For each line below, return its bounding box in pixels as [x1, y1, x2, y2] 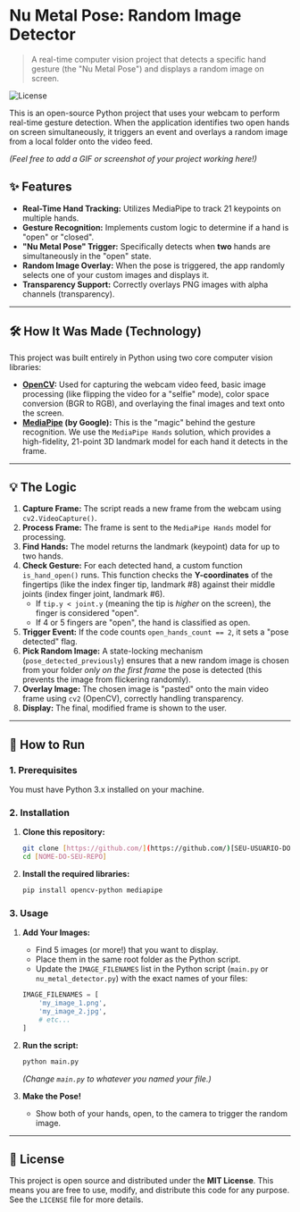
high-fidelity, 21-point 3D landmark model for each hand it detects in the [21, 435, 288, 447]
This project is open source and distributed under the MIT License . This [9, 1175, 274, 1186]
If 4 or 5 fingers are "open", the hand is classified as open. [35, 618, 251, 628]
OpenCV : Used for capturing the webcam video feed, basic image [21, 379, 266, 390]
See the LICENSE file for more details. [9, 1194, 144, 1205]
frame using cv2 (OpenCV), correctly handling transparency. [21, 694, 244, 704]
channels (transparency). [21, 288, 115, 299]
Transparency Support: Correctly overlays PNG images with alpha [21, 279, 269, 290]
